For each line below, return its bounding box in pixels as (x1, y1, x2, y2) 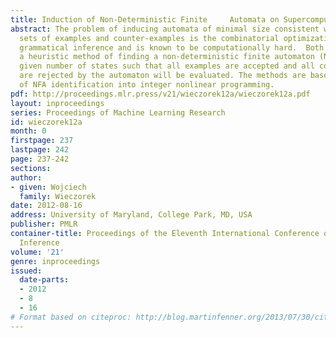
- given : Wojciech (10, 182, 87, 192)
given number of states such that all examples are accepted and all (19, 61, 315, 71)
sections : (10, 163, 52, 173)
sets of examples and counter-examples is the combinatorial (19, 33, 280, 43)
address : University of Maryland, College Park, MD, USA (10, 210, 253, 220)
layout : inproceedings (10, 98, 105, 108)
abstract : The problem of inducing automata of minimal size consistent (10, 24, 320, 34)
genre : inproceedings (10, 256, 101, 266)
